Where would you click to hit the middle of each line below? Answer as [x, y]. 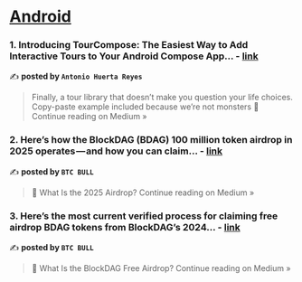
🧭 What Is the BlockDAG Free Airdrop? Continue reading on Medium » [161, 268]
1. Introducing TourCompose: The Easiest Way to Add [129, 45]
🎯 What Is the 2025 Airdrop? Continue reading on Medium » [143, 193]
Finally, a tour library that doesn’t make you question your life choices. [162, 98]
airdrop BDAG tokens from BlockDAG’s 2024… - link [125, 227]
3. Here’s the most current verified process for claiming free [144, 216]
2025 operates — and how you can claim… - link [116, 151]
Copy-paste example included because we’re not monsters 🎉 [145, 107]
